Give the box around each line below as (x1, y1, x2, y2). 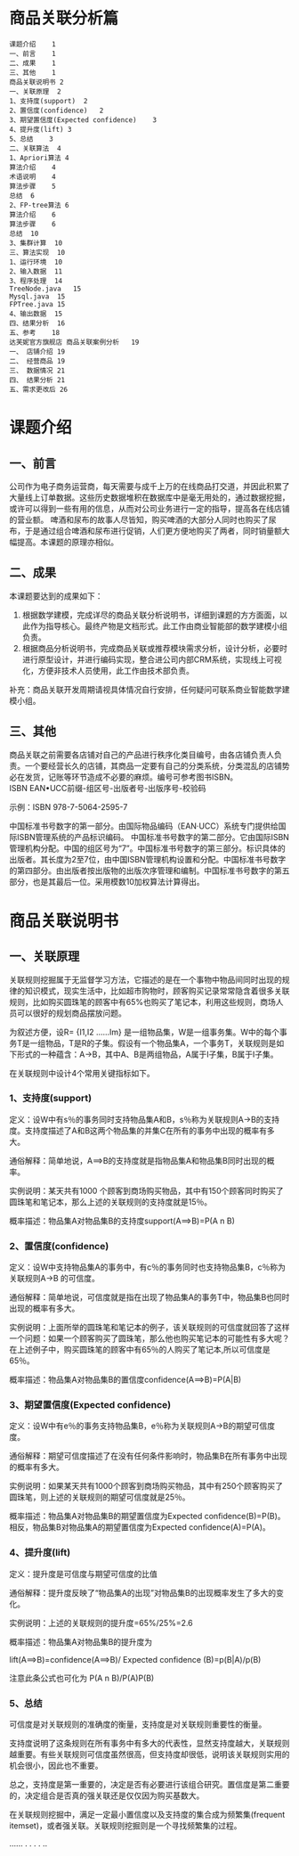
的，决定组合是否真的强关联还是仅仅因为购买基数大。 (9, 1790, 205, 1801)
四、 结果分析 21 (9, 375, 65, 384)
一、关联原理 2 (9, 86, 61, 96)
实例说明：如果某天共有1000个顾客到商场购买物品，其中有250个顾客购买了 (9, 1481, 283, 1492)
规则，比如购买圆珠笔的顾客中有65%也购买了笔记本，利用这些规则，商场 (9, 996, 276, 1007)
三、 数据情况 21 (9, 366, 65, 375)
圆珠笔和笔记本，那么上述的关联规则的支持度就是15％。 (9, 1196, 212, 1207)
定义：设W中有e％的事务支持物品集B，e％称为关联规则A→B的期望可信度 (9, 1420, 276, 1431)
